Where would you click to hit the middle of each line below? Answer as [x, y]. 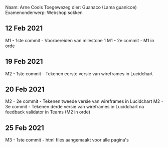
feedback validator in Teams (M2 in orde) [48, 112]
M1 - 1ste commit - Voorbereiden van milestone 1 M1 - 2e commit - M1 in [80, 40]
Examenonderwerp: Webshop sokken [44, 13]
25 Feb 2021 [25, 128]
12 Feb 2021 [24, 28]
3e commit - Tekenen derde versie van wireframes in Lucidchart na [75, 107]
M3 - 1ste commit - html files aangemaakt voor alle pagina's [67, 140]
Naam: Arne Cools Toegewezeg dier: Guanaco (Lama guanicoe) [71, 7]
